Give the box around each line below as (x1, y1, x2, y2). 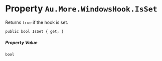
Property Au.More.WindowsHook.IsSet (5, 3, 157, 14)
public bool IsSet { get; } (5, 29, 64, 34)
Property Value (5, 39, 38, 45)
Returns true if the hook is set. (5, 19, 69, 25)
